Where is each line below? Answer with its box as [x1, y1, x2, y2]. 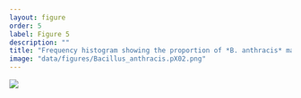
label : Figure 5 [9, 29, 70, 38]
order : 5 [9, 21, 42, 30]
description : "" [9, 37, 70, 47]
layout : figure [9, 12, 66, 22]
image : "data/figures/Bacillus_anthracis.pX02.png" [9, 54, 206, 63]
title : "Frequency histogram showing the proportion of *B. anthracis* [9, 46, 282, 55]
